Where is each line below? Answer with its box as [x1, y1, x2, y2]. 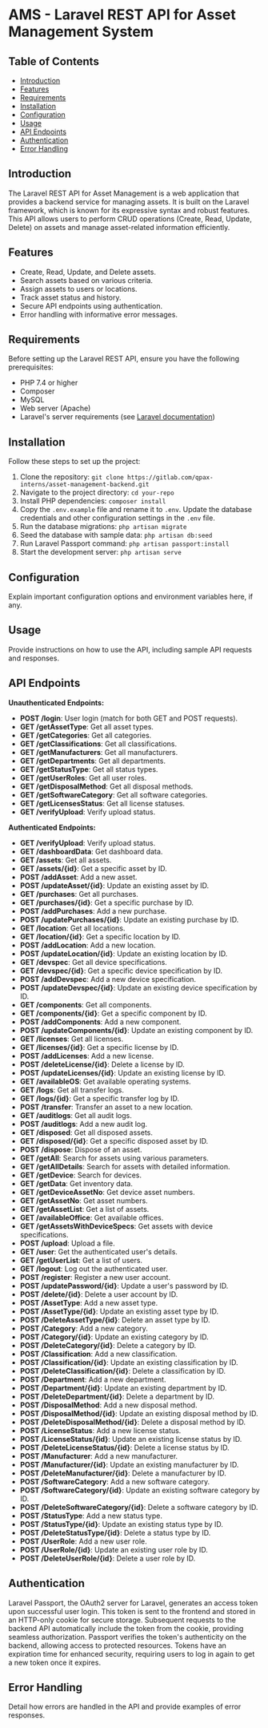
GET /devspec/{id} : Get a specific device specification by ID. [19, 966, 222, 975]
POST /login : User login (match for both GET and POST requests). [19, 713, 238, 723]
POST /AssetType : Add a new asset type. [19, 1298, 158, 1307]
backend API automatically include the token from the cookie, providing [8, 1623, 244, 1633]
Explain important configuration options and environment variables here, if [8, 591, 254, 602]
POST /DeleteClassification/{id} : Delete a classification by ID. [19, 1366, 226, 1375]
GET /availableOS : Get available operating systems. [19, 1076, 191, 1086]
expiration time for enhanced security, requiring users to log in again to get [8, 1649, 255, 1658]
